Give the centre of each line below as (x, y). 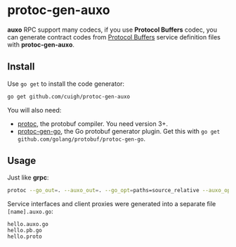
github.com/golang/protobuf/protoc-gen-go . (81, 139)
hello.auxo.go (28, 224)
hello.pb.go (25, 231)
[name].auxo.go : (31, 211)
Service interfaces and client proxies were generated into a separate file (112, 204)
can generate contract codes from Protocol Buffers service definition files (114, 37)
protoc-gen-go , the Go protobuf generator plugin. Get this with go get (119, 131)
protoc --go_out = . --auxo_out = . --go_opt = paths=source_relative (103, 191)
